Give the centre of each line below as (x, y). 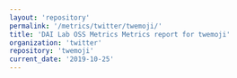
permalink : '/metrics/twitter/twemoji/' (86, 26)
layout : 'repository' (50, 17)
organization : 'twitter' (56, 43)
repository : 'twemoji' (52, 51)
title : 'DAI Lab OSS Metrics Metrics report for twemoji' (120, 34)
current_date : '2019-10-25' (62, 59)
